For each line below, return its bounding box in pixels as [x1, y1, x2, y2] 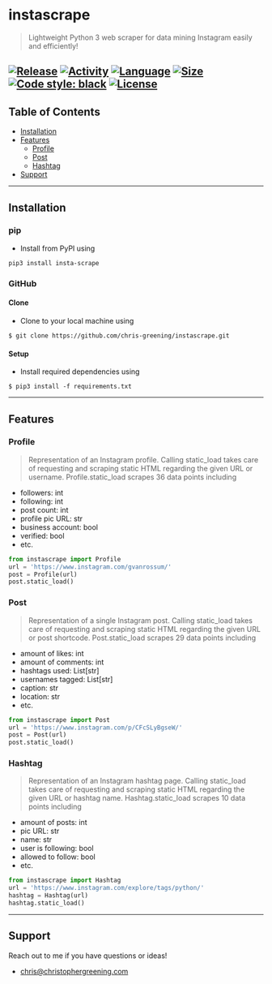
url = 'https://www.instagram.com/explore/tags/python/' [8, 884, 205, 892]
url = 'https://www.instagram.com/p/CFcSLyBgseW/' [8, 724, 183, 732]
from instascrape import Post [8, 715, 111, 724]
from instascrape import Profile [8, 555, 121, 563]
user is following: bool [19, 844, 95, 853]
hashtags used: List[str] [19, 665, 100, 675]
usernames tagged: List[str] [19, 674, 113, 684]
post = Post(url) [8, 731, 67, 739]
